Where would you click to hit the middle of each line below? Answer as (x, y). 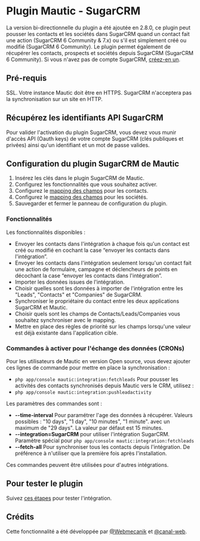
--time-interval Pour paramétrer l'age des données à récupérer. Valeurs (104, 415)
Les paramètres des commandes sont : (54, 403)
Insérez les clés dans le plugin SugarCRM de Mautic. (80, 178)
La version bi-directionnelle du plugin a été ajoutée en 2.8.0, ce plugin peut (99, 28)
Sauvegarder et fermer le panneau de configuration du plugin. (91, 203)
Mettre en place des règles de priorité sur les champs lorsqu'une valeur (103, 326)
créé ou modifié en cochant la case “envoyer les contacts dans (92, 250)
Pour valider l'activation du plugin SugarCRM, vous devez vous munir (91, 132)
